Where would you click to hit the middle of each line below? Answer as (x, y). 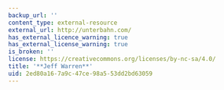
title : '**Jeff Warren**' (50, 67)
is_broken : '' (31, 52)
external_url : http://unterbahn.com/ (70, 30)
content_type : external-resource (63, 23)
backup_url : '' (33, 15)
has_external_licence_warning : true (68, 37)
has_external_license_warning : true (68, 45)
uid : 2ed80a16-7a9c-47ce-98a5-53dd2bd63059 (81, 74)
